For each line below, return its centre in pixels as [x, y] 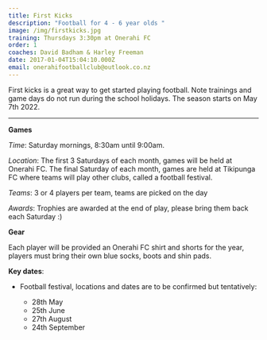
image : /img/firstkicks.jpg [55, 30]
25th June [48, 310]
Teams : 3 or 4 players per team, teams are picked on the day [108, 192]
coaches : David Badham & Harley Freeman [76, 52]
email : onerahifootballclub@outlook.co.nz [79, 68]
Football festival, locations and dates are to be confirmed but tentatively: [138, 286]
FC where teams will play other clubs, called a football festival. [110, 177]
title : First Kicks [41, 15]
